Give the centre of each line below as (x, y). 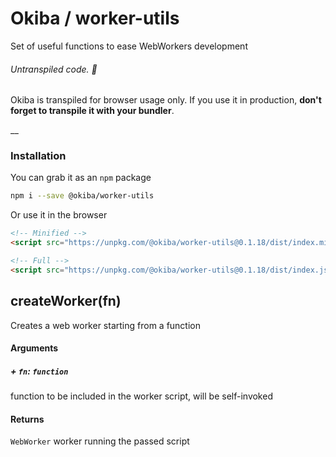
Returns (27, 419)
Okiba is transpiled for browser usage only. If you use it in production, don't (166, 100)
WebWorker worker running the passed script (100, 441)
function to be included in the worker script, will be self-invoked (141, 396)
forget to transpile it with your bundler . (92, 111)
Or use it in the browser (59, 215)
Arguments (34, 348)
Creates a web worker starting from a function (105, 325)
